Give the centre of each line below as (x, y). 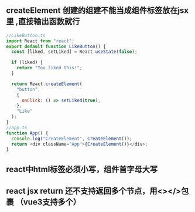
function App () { (27, 133)
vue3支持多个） (52, 202)
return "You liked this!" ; (49, 68)
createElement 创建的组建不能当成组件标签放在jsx (97, 11)
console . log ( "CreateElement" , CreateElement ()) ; (72, 139)
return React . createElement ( (47, 84)
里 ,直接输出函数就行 (43, 21)
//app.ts (17, 127)
